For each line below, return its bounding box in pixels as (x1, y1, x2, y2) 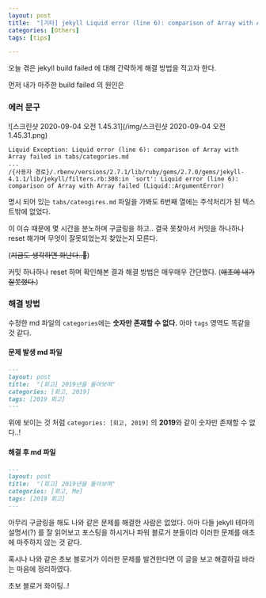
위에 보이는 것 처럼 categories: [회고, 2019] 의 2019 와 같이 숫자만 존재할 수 (8, 417, 248, 428)
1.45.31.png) (8, 130, 48, 139)
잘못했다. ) (8, 276, 39, 286)
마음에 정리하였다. (16, 564, 72, 573)
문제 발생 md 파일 (8, 348, 63, 357)
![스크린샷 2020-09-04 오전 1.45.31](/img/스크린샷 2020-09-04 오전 (8, 121, 226, 131)
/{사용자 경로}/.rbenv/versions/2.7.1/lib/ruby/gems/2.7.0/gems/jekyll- (8, 168, 245, 176)
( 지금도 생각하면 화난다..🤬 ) (8, 250, 90, 260)
